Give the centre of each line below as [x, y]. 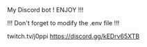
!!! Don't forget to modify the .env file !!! [63, 23]
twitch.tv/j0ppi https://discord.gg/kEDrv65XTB [73, 36]
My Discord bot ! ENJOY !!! [45, 10]
